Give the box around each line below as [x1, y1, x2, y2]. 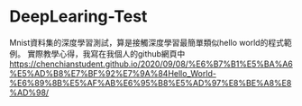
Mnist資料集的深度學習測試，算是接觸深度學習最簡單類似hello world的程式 [9, 37, 284, 48]
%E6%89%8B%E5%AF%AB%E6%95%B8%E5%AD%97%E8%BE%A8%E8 [9, 77, 292, 88]
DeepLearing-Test [9, 6, 148, 27]
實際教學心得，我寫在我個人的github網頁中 [26, 48, 186, 59]
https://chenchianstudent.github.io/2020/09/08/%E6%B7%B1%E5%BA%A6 [9, 58, 293, 69]
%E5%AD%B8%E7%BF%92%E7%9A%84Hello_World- [9, 67, 216, 78]
